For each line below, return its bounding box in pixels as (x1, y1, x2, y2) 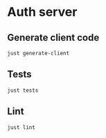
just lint (7, 124, 36, 131)
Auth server (7, 4, 78, 20)
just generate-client (7, 50, 70, 57)
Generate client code (7, 32, 100, 43)
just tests (7, 87, 39, 94)
